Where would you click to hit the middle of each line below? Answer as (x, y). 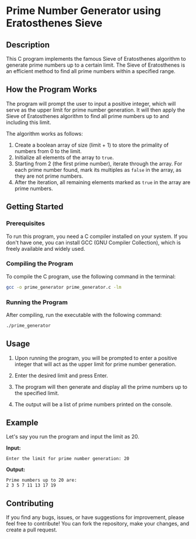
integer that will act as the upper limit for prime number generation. (95, 364)
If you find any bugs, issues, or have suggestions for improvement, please (95, 517)
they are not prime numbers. (49, 176)
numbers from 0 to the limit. (48, 151)
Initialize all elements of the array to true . (64, 157)
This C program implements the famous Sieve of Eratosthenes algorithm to (96, 59)
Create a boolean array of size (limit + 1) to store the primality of (92, 145)
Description (28, 45)
